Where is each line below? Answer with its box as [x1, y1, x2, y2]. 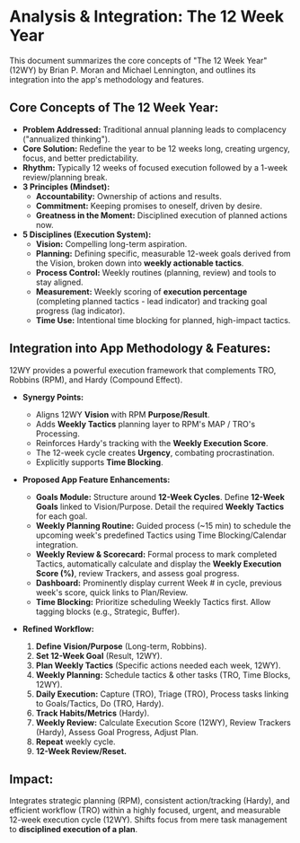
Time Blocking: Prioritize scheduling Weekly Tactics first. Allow [35, 596, 271, 607]
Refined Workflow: [22, 623, 94, 634]
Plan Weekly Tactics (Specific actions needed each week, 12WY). [35, 660, 281, 671]
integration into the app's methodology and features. [9, 74, 205, 84]
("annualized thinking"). [22, 133, 110, 145]
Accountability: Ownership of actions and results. [35, 190, 222, 201]
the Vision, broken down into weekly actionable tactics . [35, 258, 244, 268]
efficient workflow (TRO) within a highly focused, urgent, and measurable [9, 805, 281, 816]
